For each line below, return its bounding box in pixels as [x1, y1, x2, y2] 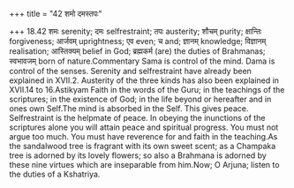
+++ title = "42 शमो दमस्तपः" [9, 9, 103, 19]
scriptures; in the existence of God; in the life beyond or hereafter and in [9, 94, 272, 104]
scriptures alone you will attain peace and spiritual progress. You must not [9, 122, 279, 132]
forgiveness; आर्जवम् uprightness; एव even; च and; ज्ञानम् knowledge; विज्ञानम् [9, 36, 267, 46]
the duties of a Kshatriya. [9, 169, 101, 179]
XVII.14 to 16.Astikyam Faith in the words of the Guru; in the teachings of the [9, 85, 285, 94]
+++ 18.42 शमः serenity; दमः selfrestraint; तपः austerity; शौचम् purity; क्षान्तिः [9, 26, 262, 36]
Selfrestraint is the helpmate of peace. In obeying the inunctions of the [9, 113, 266, 123]
